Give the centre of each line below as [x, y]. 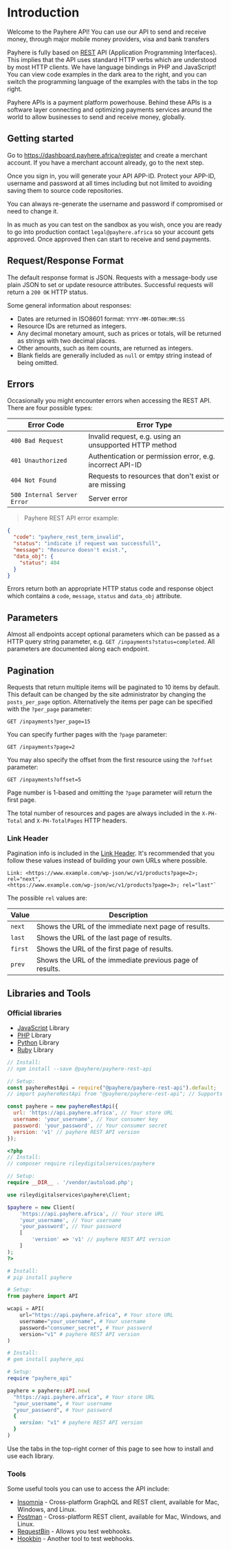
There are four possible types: [50, 408]
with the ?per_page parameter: [50, 709]
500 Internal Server [44, 495]
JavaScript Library [43, 1028]
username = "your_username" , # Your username [83, 1321]
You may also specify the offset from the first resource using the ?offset [110, 760]
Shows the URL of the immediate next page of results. [123, 927]
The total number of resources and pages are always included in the [104, 813]
